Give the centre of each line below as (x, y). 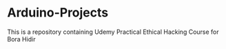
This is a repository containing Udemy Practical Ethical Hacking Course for (113, 32)
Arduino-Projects (58, 13)
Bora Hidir (21, 39)
